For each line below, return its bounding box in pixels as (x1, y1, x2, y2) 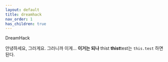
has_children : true (5, 21, 47, 26)
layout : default (5, 7, 39, 12)
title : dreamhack (5, 12, 42, 17)
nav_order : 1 (5, 16, 33, 21)
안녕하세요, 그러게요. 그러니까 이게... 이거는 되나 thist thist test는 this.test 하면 (5, 45, 163, 51)
